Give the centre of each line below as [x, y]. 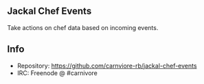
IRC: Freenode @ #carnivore [57, 73]
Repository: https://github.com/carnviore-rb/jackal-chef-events [107, 66]
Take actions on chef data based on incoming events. [83, 27]
